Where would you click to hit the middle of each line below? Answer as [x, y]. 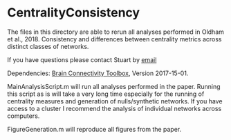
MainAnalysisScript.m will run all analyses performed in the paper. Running [114, 86]
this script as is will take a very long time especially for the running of [106, 94]
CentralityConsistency [74, 13]
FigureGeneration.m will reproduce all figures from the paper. [94, 129]
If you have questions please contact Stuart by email [82, 59]
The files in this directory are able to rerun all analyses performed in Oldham [116, 32]
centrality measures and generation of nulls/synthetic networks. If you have [115, 101]
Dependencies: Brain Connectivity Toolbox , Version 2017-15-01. [98, 73]
